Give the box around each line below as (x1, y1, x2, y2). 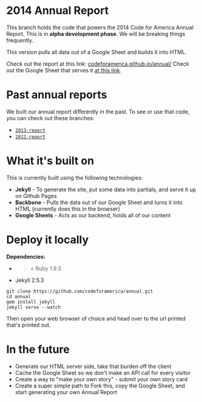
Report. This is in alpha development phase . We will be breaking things (6, 30, 186, 37)
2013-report (15, 127, 45, 134)
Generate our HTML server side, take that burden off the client (15, 363, 172, 370)
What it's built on (6, 154, 95, 168)
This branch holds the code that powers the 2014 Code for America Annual (6, 24, 194, 31)
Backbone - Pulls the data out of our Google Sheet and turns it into (15, 199, 183, 206)
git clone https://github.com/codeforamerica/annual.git (6, 288, 153, 295)
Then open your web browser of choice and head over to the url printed (6, 315, 186, 322)
